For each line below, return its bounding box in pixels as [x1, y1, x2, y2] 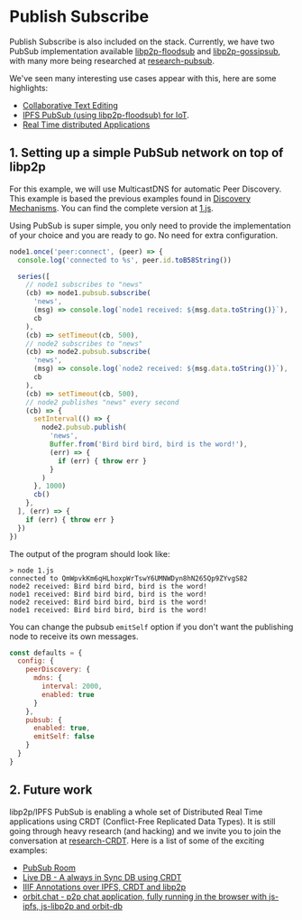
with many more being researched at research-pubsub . [9, 55, 215, 66]
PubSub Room [22, 862, 77, 873]
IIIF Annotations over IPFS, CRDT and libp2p [22, 881, 187, 892]
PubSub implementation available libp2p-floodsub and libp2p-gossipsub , [9, 45, 281, 56]
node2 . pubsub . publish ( [41, 423, 127, 432]
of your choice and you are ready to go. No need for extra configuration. [9, 229, 279, 240]
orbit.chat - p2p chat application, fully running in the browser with [22, 891, 268, 902]
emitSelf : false [32, 732, 95, 741]
